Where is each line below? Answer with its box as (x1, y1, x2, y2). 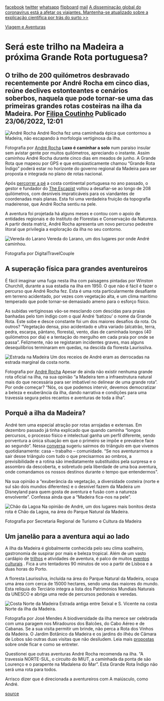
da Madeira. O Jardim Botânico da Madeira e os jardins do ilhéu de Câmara (5, 631, 157, 637)
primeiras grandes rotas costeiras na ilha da (5, 101, 142, 110)
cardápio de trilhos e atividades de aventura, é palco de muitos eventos (5, 556, 149, 562)
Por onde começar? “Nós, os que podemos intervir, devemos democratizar (5, 384, 156, 390)
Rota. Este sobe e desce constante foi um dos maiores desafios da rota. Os (5, 318, 157, 324)
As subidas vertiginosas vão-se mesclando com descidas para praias (5, 308, 145, 314)
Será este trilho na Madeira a (5, 41, 124, 52)
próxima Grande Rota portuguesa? (5, 51, 148, 63)
